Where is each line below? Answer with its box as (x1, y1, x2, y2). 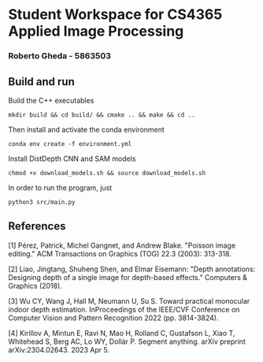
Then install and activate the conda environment (8, 125, 165, 134)
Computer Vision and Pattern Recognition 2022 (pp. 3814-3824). (8, 313, 219, 323)
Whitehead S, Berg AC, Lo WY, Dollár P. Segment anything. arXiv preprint (8, 337, 246, 346)
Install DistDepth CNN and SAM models (8, 154, 136, 163)
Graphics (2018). (8, 281, 63, 290)
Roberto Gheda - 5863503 (8, 50, 112, 62)
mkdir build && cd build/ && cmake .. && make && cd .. (8, 110, 195, 119)
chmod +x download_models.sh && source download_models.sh (8, 169, 206, 177)
